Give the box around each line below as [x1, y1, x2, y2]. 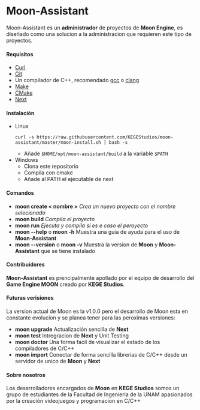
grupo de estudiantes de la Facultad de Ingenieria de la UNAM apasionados [6, 391, 193, 398]
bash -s [108, 140, 128, 146]
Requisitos [6, 50, 34, 58]
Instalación [6, 109, 35, 116]
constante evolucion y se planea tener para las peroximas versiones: [6, 313, 175, 321]
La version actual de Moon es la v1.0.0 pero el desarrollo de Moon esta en [6, 307, 189, 315]
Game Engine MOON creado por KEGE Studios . [6, 281, 125, 288]
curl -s [14, 134, 34, 140]
